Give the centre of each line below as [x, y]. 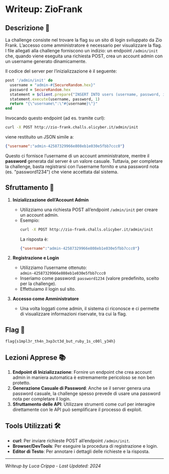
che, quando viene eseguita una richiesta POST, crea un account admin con [84, 56]
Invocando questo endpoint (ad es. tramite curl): [55, 118]
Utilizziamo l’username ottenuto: [53, 267]
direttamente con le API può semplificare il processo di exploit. [77, 410]
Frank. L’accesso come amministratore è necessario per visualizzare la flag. [84, 45]
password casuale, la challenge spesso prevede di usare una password [87, 393]
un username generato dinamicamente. [46, 61]
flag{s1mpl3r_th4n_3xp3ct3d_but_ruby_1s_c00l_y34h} [60, 342]
